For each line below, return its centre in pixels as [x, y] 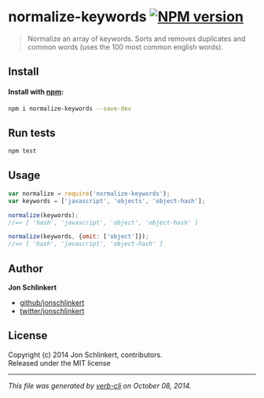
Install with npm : [36, 91]
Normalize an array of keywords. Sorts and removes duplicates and [136, 39]
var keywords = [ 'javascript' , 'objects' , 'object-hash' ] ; [107, 201]
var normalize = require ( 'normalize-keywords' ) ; [89, 193]
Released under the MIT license [60, 363]
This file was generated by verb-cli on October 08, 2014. [100, 385]
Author [26, 269]
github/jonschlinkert [52, 302]
